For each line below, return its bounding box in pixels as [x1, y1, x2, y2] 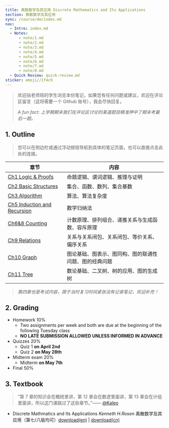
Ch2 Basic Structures [8, 182, 58, 189]
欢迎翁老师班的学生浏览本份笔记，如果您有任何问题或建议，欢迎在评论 [17, 92, 163, 98]
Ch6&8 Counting [8, 220, 48, 227]
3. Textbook [5, 380, 44, 388]
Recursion [8, 207, 32, 214]
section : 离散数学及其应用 [5, 12, 56, 17]
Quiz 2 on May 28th [20, 349, 62, 355]
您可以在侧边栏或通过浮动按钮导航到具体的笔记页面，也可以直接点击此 [17, 144, 163, 150]
